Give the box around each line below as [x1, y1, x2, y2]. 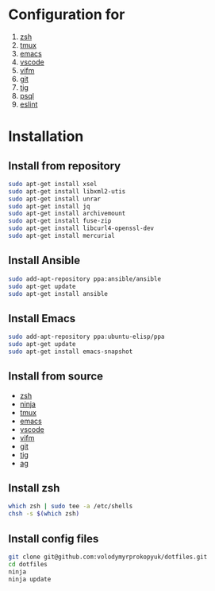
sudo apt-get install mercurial [8, 232, 115, 240]
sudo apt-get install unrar [8, 195, 102, 203]
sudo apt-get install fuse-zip [8, 217, 112, 225]
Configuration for [8, 6, 125, 24]
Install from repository [8, 159, 121, 173]
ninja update [8, 575, 52, 583]
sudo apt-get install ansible [8, 290, 109, 297]
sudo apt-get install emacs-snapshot [8, 348, 133, 356]
